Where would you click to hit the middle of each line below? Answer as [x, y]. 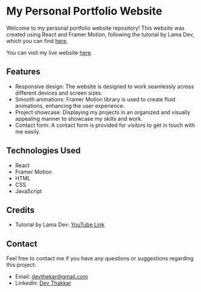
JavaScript [28, 191]
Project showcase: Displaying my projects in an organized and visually [103, 112]
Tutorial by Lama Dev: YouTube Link [60, 225]
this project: [21, 265]
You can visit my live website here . [49, 52]
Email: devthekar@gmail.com [51, 277]
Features [23, 72]
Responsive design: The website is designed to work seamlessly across [104, 86]
